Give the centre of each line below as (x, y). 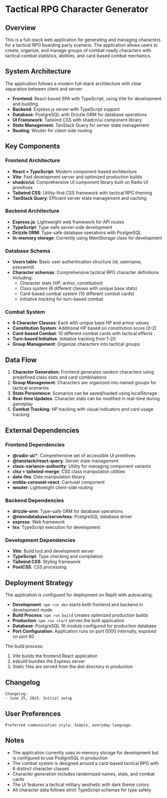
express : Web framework (39, 522)
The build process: (24, 646)
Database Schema (28, 250)
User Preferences (33, 714)
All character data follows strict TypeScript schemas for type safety (82, 789)
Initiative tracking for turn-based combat (61, 299)
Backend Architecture (32, 211)
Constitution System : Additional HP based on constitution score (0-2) (84, 328)
